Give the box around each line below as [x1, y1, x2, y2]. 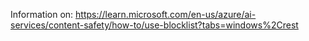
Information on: [10, 9, 74, 20]
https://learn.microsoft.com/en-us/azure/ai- [75, 9, 257, 20]
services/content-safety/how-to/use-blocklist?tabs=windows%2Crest [10, 19, 299, 31]
